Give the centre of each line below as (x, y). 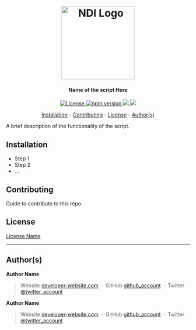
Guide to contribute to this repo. (44, 204)
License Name (23, 236)
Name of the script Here (98, 90)
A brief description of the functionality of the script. (68, 126)
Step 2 (22, 165)
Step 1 (22, 159)
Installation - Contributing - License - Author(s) (98, 115)
